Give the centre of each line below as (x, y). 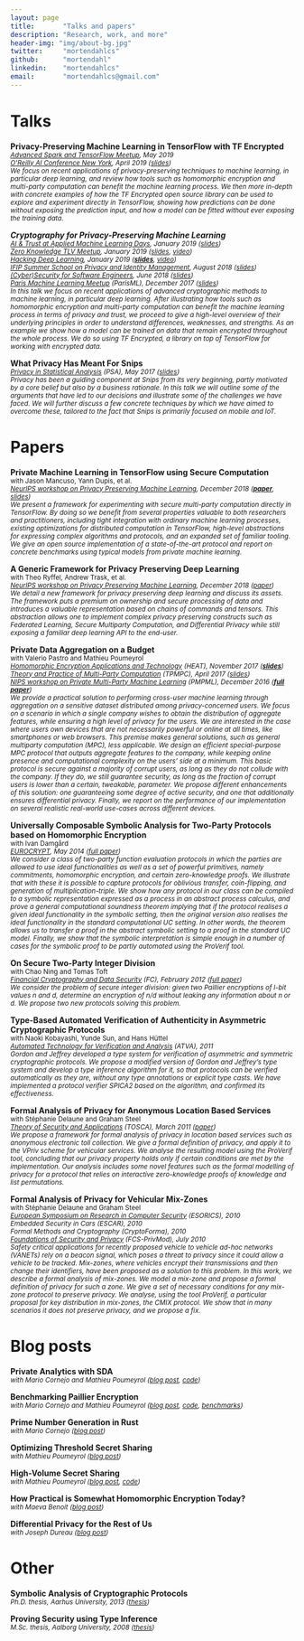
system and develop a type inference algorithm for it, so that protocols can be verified (144, 1070)
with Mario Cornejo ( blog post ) (58, 1430)
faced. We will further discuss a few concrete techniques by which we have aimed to (142, 403)
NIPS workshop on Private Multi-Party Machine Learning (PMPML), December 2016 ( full (147, 682)
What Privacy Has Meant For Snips (77, 363)
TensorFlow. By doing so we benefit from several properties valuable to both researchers (148, 512)
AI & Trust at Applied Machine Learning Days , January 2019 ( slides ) (116, 244)
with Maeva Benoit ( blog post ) (57, 1507)
